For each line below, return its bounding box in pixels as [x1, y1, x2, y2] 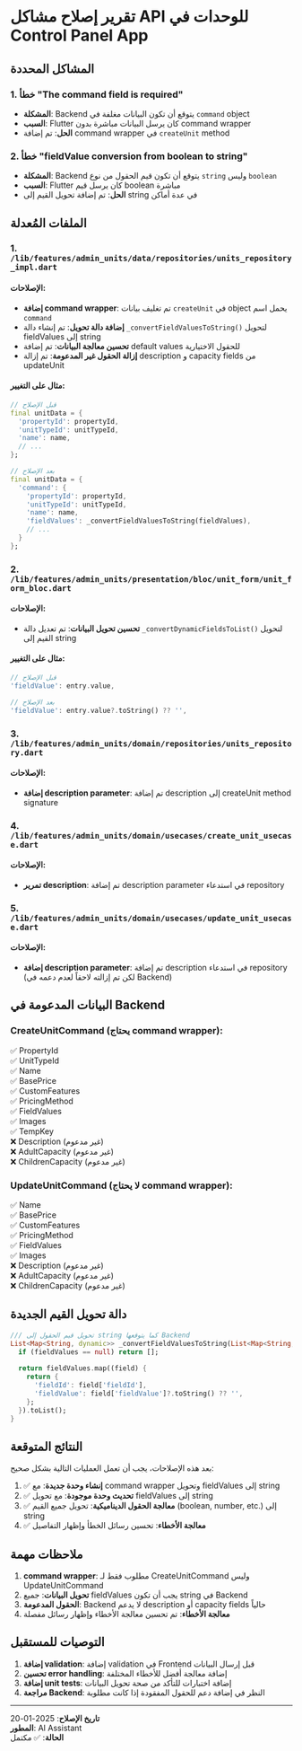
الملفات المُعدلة [10, 216, 88, 231]
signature [22, 796, 59, 807]
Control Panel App [10, 25, 149, 46]
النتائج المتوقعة [10, 1439, 83, 1454]
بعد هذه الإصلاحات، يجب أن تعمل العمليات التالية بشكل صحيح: [10, 1463, 214, 1474]
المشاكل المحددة [10, 61, 95, 76]
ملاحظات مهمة [10, 1546, 83, 1562]
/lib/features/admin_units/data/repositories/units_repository [10, 253, 292, 264]
